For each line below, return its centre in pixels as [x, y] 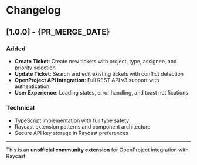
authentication [32, 86]
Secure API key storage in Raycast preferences [72, 133]
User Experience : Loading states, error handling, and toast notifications [101, 92]
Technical [21, 107]
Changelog [33, 10]
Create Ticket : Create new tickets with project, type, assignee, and [96, 61]
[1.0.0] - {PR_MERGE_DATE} [58, 32]
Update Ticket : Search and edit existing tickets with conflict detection [99, 73]
